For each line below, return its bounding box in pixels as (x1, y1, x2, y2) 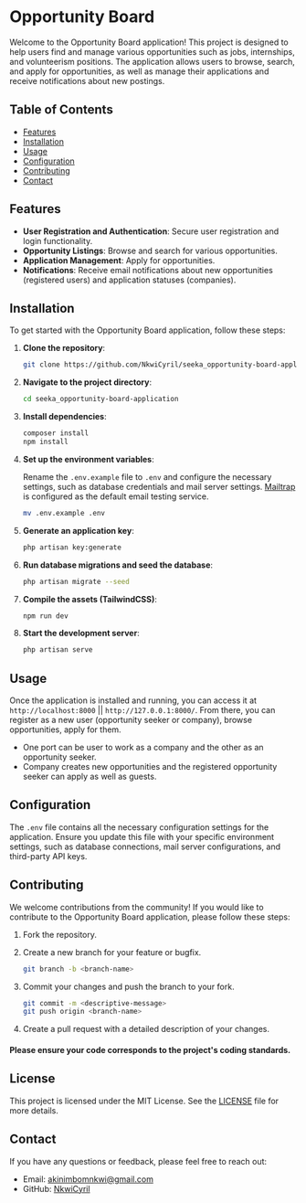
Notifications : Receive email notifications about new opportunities (22, 264, 274, 275)
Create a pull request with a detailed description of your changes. (22, 1024, 270, 1035)
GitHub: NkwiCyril (22, 1183, 90, 1194)
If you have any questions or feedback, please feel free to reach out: (9, 1155, 268, 1166)
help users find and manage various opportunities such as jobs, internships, (9, 46, 295, 57)
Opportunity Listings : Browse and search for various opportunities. (22, 245, 279, 256)
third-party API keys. (9, 850, 88, 861)
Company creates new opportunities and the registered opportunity (22, 761, 278, 772)
